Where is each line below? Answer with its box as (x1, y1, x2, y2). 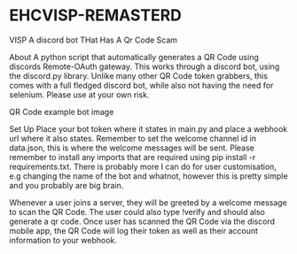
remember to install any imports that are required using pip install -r (9, 151, 256, 162)
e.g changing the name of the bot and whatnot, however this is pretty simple (9, 170, 288, 181)
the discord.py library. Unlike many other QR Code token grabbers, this (9, 70, 269, 81)
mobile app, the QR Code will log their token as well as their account (9, 225, 259, 235)
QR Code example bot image (9, 106, 114, 117)
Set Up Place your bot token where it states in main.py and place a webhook (9, 123, 288, 134)
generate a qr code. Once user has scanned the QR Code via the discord (9, 216, 275, 227)
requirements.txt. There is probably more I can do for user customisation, (9, 161, 277, 172)
